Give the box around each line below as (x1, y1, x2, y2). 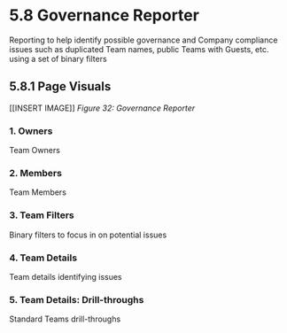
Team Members (9, 187, 66, 197)
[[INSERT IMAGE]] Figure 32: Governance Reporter (9, 103, 196, 113)
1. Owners (9, 125, 53, 137)
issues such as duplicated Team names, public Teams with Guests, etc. (9, 43, 269, 54)
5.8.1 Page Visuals (9, 79, 112, 94)
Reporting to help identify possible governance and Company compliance (9, 35, 278, 45)
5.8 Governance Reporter (9, 5, 199, 26)
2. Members (9, 166, 62, 179)
